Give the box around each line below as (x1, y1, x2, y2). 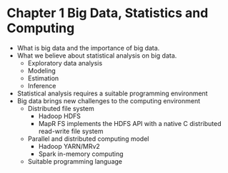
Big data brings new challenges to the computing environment (16, 96, 201, 105)
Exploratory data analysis (27, 58, 103, 67)
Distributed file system (27, 104, 94, 112)
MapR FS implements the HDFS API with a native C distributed (38, 119, 222, 127)
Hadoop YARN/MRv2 (38, 142, 101, 150)
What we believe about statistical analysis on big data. (16, 51, 177, 60)
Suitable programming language (27, 157, 123, 165)
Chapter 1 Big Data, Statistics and (6, 5, 209, 21)
